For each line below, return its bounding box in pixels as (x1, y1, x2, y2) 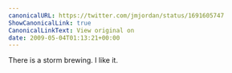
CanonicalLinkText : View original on (8, 26, 135, 34)
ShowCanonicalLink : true (8, 19, 92, 27)
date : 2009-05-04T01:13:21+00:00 (8, 33, 120, 42)
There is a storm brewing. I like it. (8, 56, 119, 65)
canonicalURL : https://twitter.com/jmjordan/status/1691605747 (8, 11, 225, 20)
